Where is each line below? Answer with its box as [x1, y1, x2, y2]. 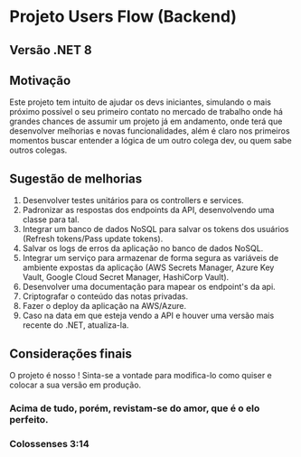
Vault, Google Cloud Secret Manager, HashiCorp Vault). [22, 272, 230, 283]
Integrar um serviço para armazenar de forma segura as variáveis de [22, 253, 279, 264]
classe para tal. [22, 214, 80, 225]
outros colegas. [9, 145, 68, 155]
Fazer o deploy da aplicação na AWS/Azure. [22, 301, 187, 312]
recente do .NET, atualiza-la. [22, 320, 129, 331]
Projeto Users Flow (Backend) [9, 6, 238, 27]
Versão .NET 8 [9, 42, 92, 58]
